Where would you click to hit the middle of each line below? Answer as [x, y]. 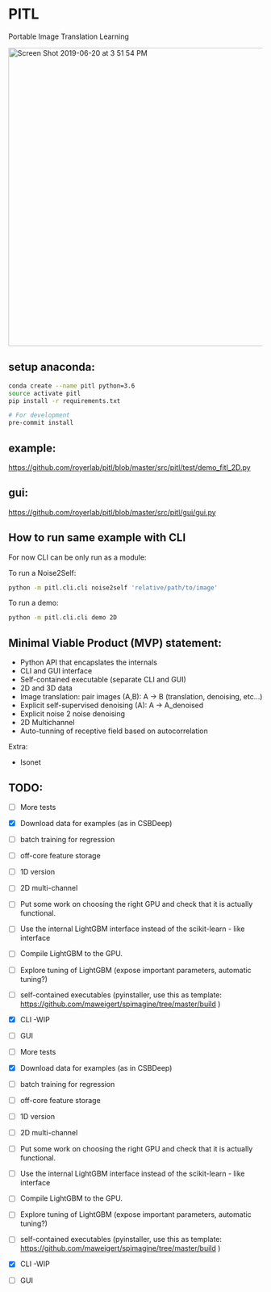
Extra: [18, 747]
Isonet [31, 762]
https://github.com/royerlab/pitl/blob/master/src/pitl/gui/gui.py [112, 512]
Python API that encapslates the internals [89, 662]
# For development [39, 415]
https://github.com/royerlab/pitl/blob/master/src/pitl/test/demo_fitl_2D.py [130, 467]
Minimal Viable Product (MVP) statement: [115, 643]
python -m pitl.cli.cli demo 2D [63, 618]
